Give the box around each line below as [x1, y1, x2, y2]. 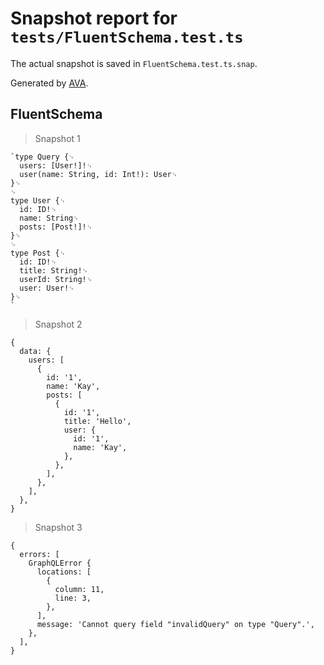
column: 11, [54, 584, 105, 594]
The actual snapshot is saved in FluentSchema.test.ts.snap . [10, 57, 258, 69]
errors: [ [19, 549, 60, 559]
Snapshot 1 [34, 132, 81, 144]
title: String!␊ [19, 265, 89, 276]
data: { [19, 346, 52, 356]
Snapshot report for [10, 7, 178, 30]
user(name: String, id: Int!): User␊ [19, 169, 178, 179]
